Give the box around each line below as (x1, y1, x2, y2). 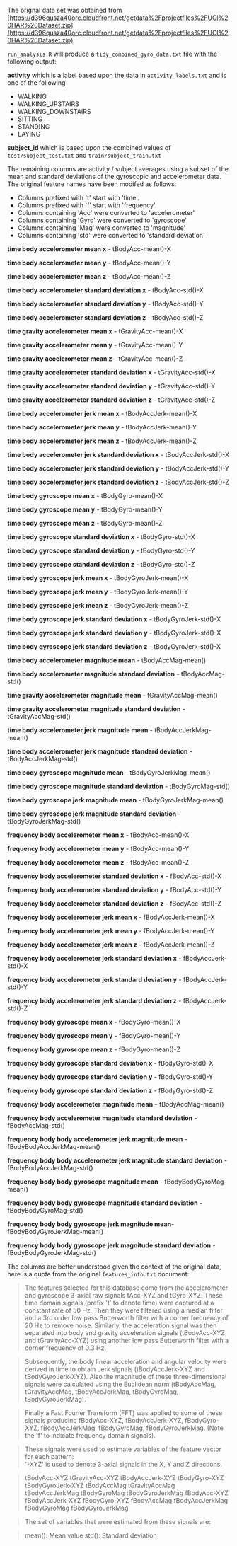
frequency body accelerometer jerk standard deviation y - (7, 976, 182, 983)
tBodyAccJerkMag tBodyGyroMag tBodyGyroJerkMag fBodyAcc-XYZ (24, 1489, 229, 1497)
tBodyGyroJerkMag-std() (7, 817, 81, 825)
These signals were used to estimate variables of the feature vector (24, 1445, 221, 1453)
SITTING (17, 115, 43, 123)
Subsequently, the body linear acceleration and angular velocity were (24, 1358, 228, 1366)
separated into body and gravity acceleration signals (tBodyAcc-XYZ (24, 1329, 225, 1337)
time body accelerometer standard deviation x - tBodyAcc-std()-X (7, 286, 204, 294)
